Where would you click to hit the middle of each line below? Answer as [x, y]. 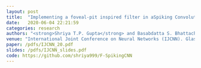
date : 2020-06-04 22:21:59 [42, 22]
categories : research [33, 28]
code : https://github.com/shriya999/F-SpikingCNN [69, 56]
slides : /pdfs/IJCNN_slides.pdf [46, 50]
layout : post [22, 12]
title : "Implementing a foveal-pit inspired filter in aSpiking [89, 17]
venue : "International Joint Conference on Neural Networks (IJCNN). [95, 39]
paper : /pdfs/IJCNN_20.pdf [40, 45]
